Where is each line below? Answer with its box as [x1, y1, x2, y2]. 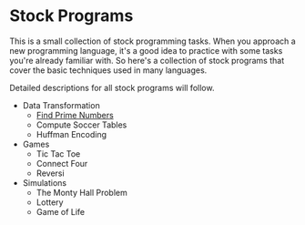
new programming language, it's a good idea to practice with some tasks [9, 45, 283, 56]
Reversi [36, 168, 66, 179]
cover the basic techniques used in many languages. [9, 65, 208, 76]
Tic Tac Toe [36, 148, 81, 159]
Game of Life [36, 206, 86, 217]
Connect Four [36, 158, 88, 169]
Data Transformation [22, 99, 100, 110]
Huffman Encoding [36, 128, 107, 139]
